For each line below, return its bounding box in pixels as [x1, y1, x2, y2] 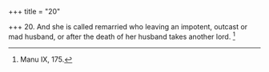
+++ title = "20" [8, 7, 61, 16]
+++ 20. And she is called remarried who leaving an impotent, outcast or [8, 22, 248, 31]
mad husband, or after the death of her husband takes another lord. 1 [8, 31, 236, 41]
